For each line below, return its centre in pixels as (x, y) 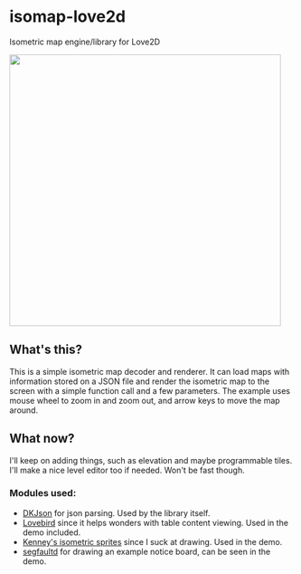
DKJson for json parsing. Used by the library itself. (116, 512)
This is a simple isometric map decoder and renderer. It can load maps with (150, 371)
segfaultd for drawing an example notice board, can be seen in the (146, 551)
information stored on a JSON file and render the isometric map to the (139, 381)
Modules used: (43, 493)
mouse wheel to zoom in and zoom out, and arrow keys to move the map (145, 400)
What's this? (46, 350)
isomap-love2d (68, 17)
